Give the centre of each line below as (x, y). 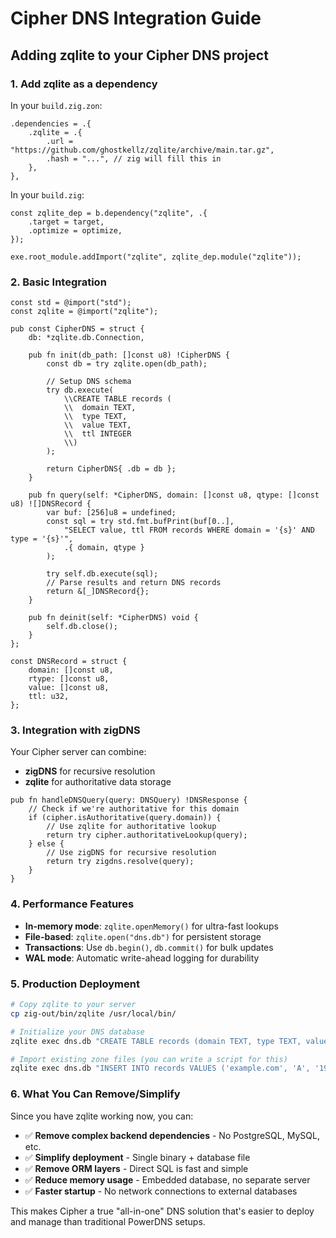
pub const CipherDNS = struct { (77, 329)
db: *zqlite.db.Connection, (86, 338)
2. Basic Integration (58, 282)
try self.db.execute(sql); (102, 574)
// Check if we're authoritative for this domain (134, 809)
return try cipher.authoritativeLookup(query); (147, 835)
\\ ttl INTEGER (97, 434)
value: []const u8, (69, 688)
